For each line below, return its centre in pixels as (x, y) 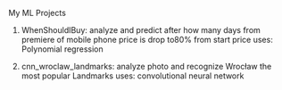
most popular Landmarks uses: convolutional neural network (133, 76)
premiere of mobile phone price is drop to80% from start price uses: (147, 40)
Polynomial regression (62, 49)
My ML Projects (37, 13)
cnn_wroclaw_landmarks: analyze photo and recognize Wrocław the (146, 66)
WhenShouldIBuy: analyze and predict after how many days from (141, 30)
